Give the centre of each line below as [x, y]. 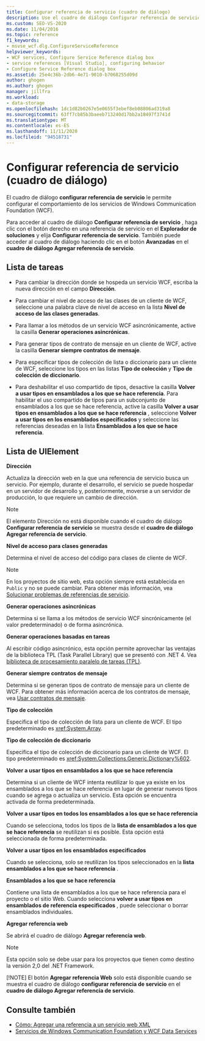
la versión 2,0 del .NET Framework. [50, 966]
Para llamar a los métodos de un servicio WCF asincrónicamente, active [106, 325]
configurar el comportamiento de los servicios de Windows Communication [101, 204]
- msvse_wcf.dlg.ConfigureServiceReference [63, 46]
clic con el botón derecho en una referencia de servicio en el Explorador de [102, 228]
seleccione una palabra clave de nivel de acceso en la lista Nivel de [100, 307]
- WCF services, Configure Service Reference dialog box [80, 57]
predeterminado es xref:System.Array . [54, 728]
